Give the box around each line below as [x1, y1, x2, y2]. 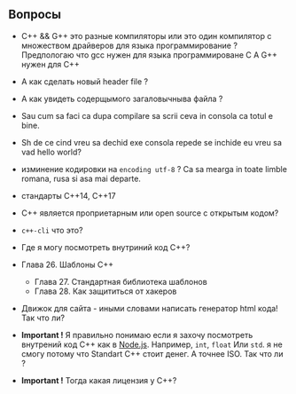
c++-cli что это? [20, 225, 83, 235]
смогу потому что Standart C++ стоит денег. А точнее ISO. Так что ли [20, 348, 284, 359]
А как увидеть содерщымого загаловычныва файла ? [20, 93, 223, 104]
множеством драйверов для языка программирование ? [20, 40, 238, 51]
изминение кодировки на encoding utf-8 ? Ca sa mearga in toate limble [20, 163, 287, 174]
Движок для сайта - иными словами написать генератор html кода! [20, 303, 278, 313]
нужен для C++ [20, 59, 81, 69]
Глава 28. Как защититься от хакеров [34, 286, 177, 296]
